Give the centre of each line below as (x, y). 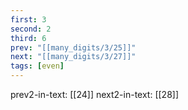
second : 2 (31, 29)
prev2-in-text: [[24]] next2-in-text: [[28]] (95, 94)
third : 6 (28, 38)
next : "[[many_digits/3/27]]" (73, 57)
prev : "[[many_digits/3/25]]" (73, 47)
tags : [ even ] (37, 66)
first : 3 (28, 19)
